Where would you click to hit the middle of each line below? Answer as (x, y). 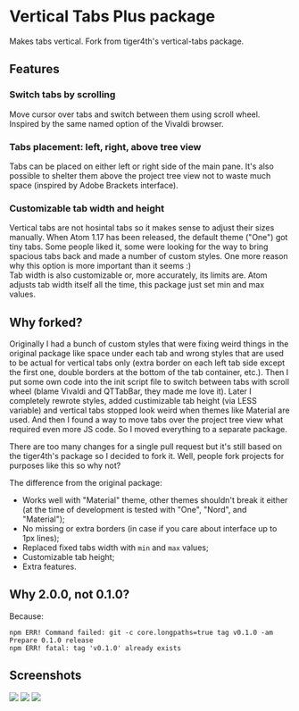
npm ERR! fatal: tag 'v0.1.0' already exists (95, 648)
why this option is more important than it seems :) (100, 266)
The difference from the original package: (86, 483)
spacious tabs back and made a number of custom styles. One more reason (149, 256)
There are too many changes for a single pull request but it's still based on (146, 447)
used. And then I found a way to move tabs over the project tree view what (146, 420)
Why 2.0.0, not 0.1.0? (70, 594)
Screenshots (46, 676)
